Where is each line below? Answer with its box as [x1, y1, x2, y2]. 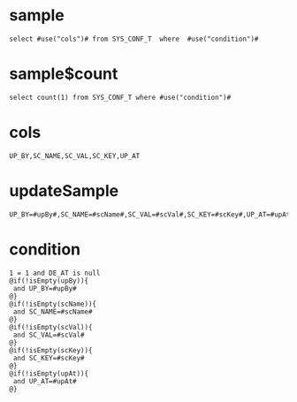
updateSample [9, 181, 119, 201]
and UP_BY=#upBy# [12, 284, 77, 292]
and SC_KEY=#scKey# [12, 353, 86, 362]
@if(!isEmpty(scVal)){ [9, 322, 93, 331]
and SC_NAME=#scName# [12, 307, 93, 316]
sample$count [9, 64, 118, 84]
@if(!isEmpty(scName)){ [9, 300, 97, 308]
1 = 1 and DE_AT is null [9, 269, 101, 277]
